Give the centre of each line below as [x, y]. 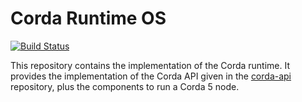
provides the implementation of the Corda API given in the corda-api [151, 76]
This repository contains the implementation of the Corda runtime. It [150, 65]
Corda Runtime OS [88, 18]
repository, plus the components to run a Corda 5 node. [125, 86]
